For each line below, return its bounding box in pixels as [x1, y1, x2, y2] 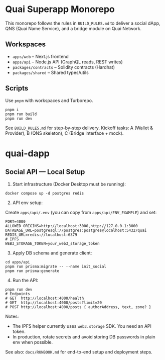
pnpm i [5, 107, 19, 112]
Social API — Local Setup [5, 167, 85, 176]
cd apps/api [5, 259, 30, 264]
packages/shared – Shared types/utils [12, 69, 89, 75]
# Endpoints [5, 291, 30, 296]
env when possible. [12, 339, 53, 345]
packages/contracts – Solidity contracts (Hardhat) [12, 64, 115, 70]
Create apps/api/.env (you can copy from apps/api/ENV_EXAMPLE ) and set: [5, 209, 157, 215]
